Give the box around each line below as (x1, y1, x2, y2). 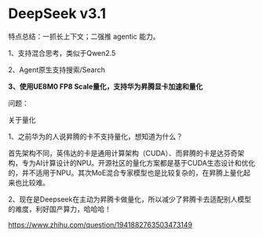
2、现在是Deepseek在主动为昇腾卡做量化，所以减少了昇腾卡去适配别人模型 (8, 194, 251, 204)
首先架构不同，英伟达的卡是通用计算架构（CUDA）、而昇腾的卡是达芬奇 (8, 148, 238, 158)
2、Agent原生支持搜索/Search (8, 64, 106, 75)
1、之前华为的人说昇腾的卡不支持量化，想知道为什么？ (8, 131, 183, 141)
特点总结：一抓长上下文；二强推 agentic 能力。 (8, 31, 160, 41)
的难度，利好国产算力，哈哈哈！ (8, 204, 111, 213)
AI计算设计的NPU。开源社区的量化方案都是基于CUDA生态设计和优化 (35, 158, 256, 167)
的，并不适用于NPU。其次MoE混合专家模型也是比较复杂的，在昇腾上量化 (8, 168, 244, 177)
